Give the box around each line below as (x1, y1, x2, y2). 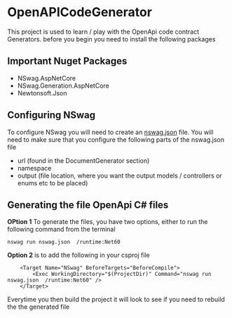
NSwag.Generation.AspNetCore (17, 81, 110, 90)
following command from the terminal (7, 225, 116, 234)
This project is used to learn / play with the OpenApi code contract (7, 27, 200, 36)
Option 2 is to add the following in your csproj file (7, 251, 150, 260)
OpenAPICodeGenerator (7, 4, 153, 20)
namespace (17, 164, 52, 172)
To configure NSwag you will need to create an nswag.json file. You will (7, 128, 214, 136)
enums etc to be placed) (17, 178, 88, 187)
